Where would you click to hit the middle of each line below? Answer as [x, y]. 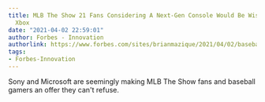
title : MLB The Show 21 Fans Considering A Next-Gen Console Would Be [127, 15]
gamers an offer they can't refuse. [64, 89]
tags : [17, 52]
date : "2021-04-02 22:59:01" [56, 30]
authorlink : [28, 45]
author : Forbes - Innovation [56, 37]
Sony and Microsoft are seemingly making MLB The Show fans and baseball [132, 81]
